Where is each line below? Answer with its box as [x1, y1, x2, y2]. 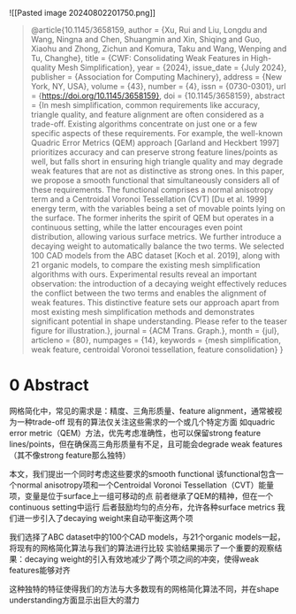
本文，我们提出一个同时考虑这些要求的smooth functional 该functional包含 [9, 468, 277, 479]
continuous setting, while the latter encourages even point [30, 222, 243, 233]
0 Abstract [9, 375, 90, 395]
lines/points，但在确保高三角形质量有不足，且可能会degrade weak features [9, 438, 283, 449]
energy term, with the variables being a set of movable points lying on [30, 203, 285, 213]
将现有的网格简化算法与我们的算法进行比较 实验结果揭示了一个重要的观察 [9, 542, 275, 553]
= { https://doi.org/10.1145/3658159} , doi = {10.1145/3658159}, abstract [30, 90, 285, 101]
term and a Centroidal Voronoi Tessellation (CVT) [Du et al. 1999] [30, 194, 268, 204]
